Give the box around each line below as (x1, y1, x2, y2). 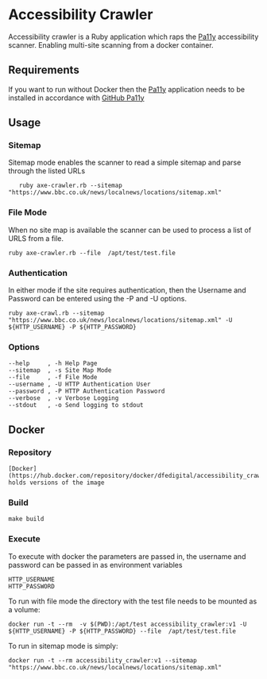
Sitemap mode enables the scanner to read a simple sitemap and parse (8, 157, 242, 168)
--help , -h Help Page (8, 359, 98, 367)
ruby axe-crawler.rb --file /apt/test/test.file (8, 249, 176, 257)
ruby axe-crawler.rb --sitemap (18, 181, 123, 190)
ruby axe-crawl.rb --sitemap (8, 309, 105, 317)
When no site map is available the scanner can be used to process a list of (8, 225, 252, 235)
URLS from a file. (8, 233, 64, 243)
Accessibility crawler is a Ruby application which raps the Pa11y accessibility (8, 32, 259, 41)
